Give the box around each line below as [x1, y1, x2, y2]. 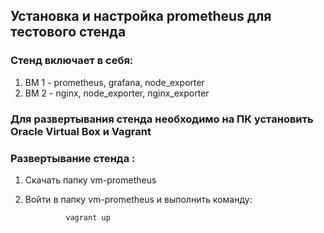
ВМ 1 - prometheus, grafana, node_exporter [24, 76, 205, 88]
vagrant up [65, 212, 111, 223]
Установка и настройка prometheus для [10, 8, 272, 25]
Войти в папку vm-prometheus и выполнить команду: [24, 193, 253, 205]
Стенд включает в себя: [10, 54, 134, 68]
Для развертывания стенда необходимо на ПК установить [10, 112, 314, 126]
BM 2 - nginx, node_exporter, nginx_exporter [24, 87, 210, 99]
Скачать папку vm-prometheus [24, 174, 157, 186]
